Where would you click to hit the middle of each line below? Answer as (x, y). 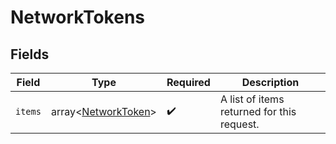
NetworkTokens (78, 17)
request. (239, 124)
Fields (30, 54)
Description (270, 82)
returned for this (258, 111)
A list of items (252, 99)
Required (188, 82)
